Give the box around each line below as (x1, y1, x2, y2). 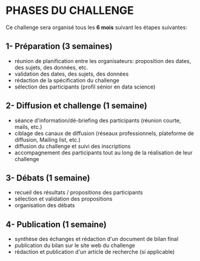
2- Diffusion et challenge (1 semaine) (5, 101, 148, 111)
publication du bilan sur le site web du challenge (14, 242, 136, 249)
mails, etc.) (14, 123, 42, 130)
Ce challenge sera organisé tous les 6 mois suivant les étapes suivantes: (5, 24, 187, 31)
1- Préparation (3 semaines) (5, 41, 113, 51)
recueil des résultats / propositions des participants (14, 189, 143, 196)
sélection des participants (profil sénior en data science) (14, 83, 156, 90)
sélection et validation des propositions (14, 195, 113, 203)
